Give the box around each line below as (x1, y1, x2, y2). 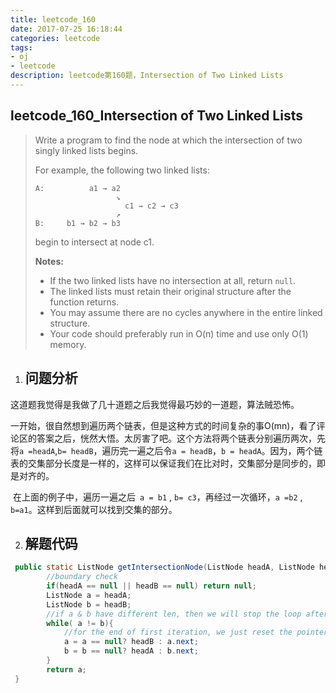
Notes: (34, 255, 64, 267)
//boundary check (46, 572, 118, 582)
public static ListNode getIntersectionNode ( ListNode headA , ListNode (14, 562, 315, 573)
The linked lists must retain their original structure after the (49, 285, 292, 297)
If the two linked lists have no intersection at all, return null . (49, 274, 297, 286)
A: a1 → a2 (34, 183, 121, 193)
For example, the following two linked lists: (34, 164, 210, 176)
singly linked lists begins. (34, 144, 139, 156)
